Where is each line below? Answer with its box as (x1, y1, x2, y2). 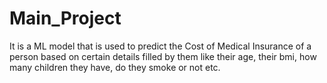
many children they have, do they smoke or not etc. (9, 61, 221, 73)
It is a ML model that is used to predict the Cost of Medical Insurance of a (9, 40, 312, 52)
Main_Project (9, 7, 122, 30)
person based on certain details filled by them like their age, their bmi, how (9, 50, 317, 62)
